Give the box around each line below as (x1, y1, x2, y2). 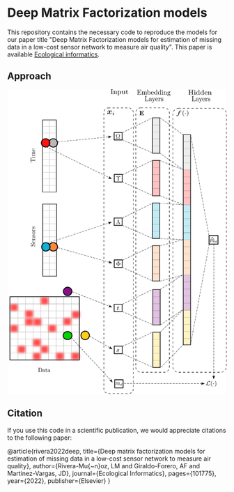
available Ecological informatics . (7, 50, 100, 59)
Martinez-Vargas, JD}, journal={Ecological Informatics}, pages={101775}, (7, 469, 217, 477)
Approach (7, 70, 52, 82)
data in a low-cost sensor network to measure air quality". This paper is (7, 43, 212, 51)
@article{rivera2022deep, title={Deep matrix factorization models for (7, 447, 205, 455)
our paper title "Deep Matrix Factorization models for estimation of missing (7, 35, 221, 43)
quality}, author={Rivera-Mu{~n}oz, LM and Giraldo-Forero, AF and (7, 461, 201, 470)
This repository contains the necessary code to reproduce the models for (7, 28, 218, 36)
